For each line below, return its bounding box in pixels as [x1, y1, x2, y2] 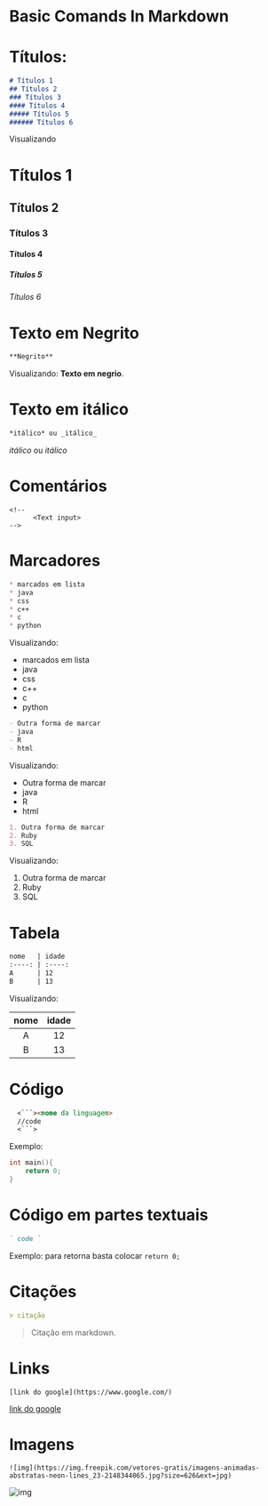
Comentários [9, 476, 108, 496]
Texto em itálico [9, 399, 129, 420]
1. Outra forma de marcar [9, 823, 105, 832]
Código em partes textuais [9, 1205, 209, 1225]
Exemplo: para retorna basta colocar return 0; [9, 1250, 180, 1260]
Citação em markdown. [30, 1327, 117, 1338]
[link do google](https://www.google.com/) [9, 1388, 173, 1397]
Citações [9, 1281, 77, 1301]
